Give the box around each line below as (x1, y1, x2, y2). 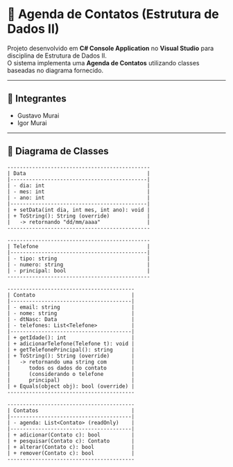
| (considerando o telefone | (7, 370, 135, 377)
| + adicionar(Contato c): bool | (7, 431, 135, 439)
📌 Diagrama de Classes (7, 145, 109, 157)
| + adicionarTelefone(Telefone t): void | (7, 340, 135, 347)
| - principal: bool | (7, 267, 150, 274)
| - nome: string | (7, 309, 135, 317)
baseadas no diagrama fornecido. (7, 66, 104, 74)
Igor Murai (17, 118, 47, 127)
